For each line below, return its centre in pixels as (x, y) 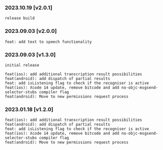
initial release (22, 65)
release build (20, 18)
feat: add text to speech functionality (49, 42)
